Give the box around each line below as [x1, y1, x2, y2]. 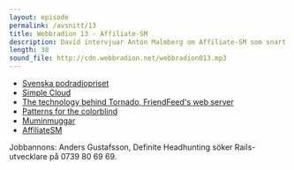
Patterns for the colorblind [21, 107, 118, 116]
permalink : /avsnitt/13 [9, 21, 97, 30]
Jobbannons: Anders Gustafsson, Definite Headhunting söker [9, 142, 233, 152]
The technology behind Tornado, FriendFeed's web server [21, 97, 234, 107]
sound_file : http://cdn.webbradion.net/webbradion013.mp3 [9, 54, 227, 63]
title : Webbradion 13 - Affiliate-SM [9, 29, 148, 38]
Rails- [234, 142, 256, 152]
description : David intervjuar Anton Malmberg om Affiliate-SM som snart [9, 37, 287, 47]
